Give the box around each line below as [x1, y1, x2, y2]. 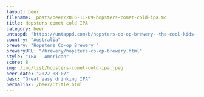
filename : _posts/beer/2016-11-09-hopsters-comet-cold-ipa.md [6, 14, 167, 20]
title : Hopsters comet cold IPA [6, 20, 88, 26]
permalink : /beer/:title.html [6, 82, 83, 88]
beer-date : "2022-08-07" [6, 70, 69, 77]
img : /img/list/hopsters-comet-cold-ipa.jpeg [6, 64, 123, 71]
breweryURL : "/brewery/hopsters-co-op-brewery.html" [6, 48, 143, 54]
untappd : [6, 31, 29, 37]
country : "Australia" [6, 37, 61, 43]
